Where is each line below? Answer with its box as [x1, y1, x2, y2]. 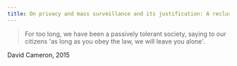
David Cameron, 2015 [7, 51, 71, 59]
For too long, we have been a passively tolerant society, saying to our [24, 29, 227, 38]
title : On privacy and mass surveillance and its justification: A [7, 10, 210, 18]
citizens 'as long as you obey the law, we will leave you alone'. [24, 37, 206, 46]
